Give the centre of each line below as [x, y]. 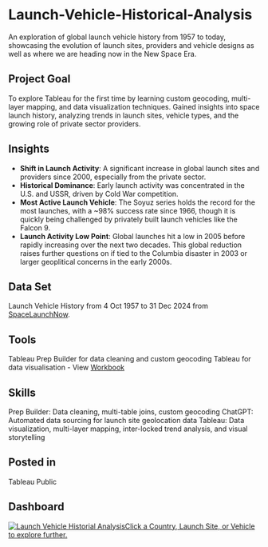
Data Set [30, 287]
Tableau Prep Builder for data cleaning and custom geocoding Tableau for [130, 359]
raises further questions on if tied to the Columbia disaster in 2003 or [134, 253]
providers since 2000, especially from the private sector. [113, 177]
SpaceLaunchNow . [39, 314]
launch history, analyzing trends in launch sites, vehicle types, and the [124, 115]
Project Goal [39, 79]
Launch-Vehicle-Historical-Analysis [130, 15]
